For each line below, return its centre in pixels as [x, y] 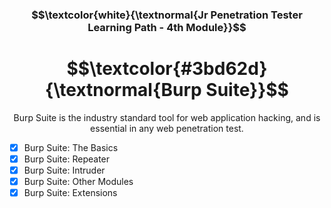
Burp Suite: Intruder [64, 170]
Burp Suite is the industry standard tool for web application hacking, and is [167, 117]
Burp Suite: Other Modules [78, 182]
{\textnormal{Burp [123, 90]
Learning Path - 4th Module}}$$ [167, 27]
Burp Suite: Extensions [70, 193]
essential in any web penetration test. [167, 128]
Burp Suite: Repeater [67, 159]
